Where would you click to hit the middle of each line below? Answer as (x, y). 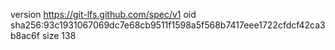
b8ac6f (25, 35)
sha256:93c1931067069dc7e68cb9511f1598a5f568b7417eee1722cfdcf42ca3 (168, 25)
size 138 (59, 35)
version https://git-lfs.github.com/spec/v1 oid (103, 14)
